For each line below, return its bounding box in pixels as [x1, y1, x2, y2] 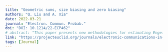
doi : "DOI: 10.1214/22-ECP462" [5, 26, 70, 31]
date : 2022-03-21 [5, 16, 41, 21]
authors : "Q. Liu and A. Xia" [5, 12, 68, 17]
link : [5, 35, 16, 40]
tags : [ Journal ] [5, 40, 39, 45]
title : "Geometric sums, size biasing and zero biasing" [5, 7, 126, 12]
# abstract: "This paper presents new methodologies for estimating [5, 30, 151, 35]
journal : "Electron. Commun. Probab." [5, 21, 86, 26]
